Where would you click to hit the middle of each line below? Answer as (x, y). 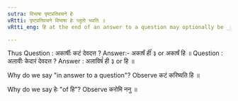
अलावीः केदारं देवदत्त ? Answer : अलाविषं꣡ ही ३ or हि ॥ (71, 61)
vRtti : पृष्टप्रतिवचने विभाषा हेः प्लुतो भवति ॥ (56, 20)
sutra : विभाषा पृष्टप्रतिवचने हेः (41, 14)
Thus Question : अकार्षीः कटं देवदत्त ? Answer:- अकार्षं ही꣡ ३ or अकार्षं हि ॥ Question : (115, 53)
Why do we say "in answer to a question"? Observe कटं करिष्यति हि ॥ (103, 76)
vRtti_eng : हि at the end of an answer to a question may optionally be (116, 27)
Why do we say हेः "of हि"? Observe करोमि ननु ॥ (72, 90)
